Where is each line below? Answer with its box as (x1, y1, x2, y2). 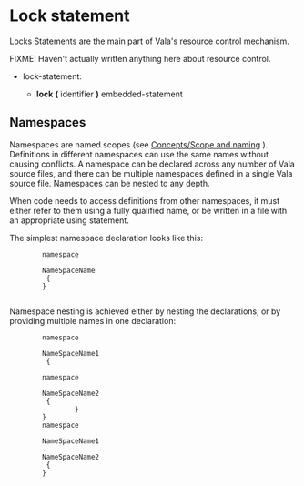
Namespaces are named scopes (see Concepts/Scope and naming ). (9, 138, 269, 150)
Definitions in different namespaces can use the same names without (9, 148, 269, 159)
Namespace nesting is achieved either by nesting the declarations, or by (9, 306, 281, 317)
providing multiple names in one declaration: (9, 315, 176, 326)
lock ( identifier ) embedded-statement (35, 88, 184, 99)
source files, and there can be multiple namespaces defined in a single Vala (9, 167, 293, 178)
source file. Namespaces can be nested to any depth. (9, 177, 211, 188)
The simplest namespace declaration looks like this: (9, 232, 203, 243)
